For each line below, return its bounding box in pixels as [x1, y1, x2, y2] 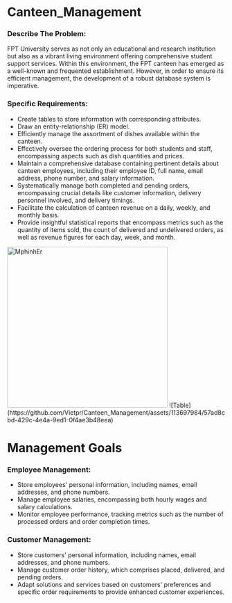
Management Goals [7, 440, 123, 456]
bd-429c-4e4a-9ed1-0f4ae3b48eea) [7, 415, 114, 424]
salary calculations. [17, 503, 73, 511]
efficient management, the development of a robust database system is [7, 74, 211, 83]
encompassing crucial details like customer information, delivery [17, 188, 202, 197]
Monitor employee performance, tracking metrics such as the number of [17, 510, 224, 518]
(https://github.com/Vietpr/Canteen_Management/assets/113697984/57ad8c [7, 408, 225, 417]
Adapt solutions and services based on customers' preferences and [17, 580, 211, 588]
